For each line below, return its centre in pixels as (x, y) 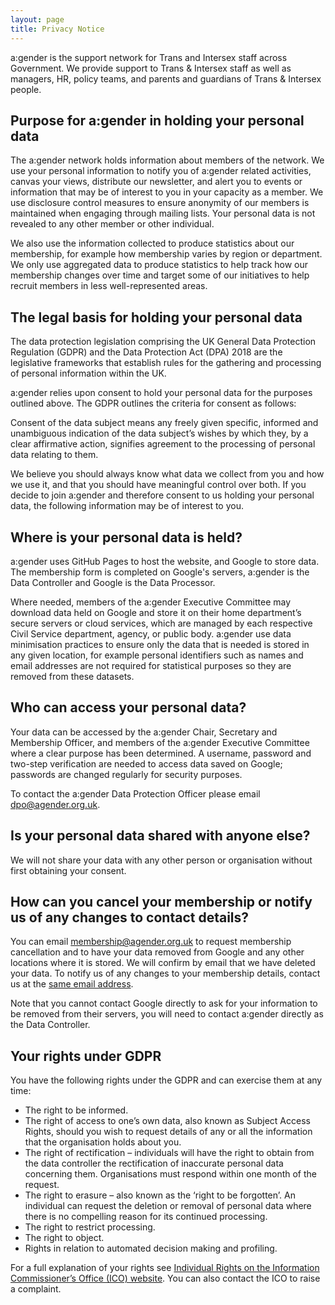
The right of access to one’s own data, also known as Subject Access (167, 1121)
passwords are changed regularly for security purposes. (126, 774)
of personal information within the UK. (88, 373)
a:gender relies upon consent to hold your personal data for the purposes (161, 393)
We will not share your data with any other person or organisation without (161, 860)
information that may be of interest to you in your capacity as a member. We (167, 192)
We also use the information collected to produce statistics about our (152, 243)
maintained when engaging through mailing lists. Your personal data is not (163, 213)
